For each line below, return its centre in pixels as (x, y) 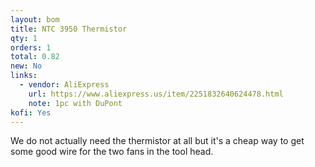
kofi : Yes (31, 112)
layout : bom (35, 19)
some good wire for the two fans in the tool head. (112, 152)
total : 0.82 (35, 57)
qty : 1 (24, 38)
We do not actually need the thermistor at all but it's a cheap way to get (157, 141)
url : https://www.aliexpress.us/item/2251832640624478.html (156, 94)
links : (24, 76)
